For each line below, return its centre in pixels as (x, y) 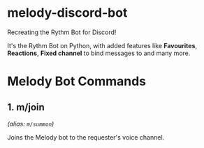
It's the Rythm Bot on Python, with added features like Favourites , (102, 45)
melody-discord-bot (67, 13)
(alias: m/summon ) (31, 124)
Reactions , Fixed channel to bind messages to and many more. (99, 53)
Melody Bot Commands (77, 81)
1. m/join (26, 107)
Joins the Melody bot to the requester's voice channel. (86, 137)
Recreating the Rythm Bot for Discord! (62, 32)
